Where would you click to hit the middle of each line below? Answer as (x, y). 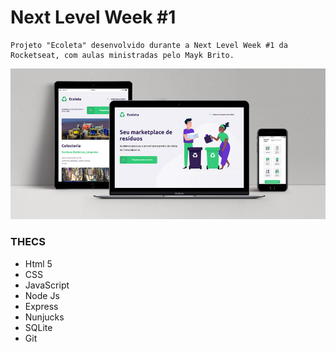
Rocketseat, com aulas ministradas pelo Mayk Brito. (122, 55)
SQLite (38, 327)
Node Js (42, 295)
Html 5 (38, 263)
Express (41, 306)
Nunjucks (44, 317)
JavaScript (47, 285)
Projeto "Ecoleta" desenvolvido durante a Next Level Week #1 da (149, 45)
